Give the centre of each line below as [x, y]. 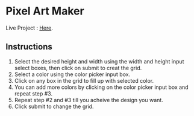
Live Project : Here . [30, 28]
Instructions [29, 47]
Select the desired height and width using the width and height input [99, 61]
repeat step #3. [33, 93]
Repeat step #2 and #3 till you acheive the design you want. [89, 100]
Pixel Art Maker [45, 11]
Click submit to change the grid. [54, 106]
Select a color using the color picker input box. [72, 74]
